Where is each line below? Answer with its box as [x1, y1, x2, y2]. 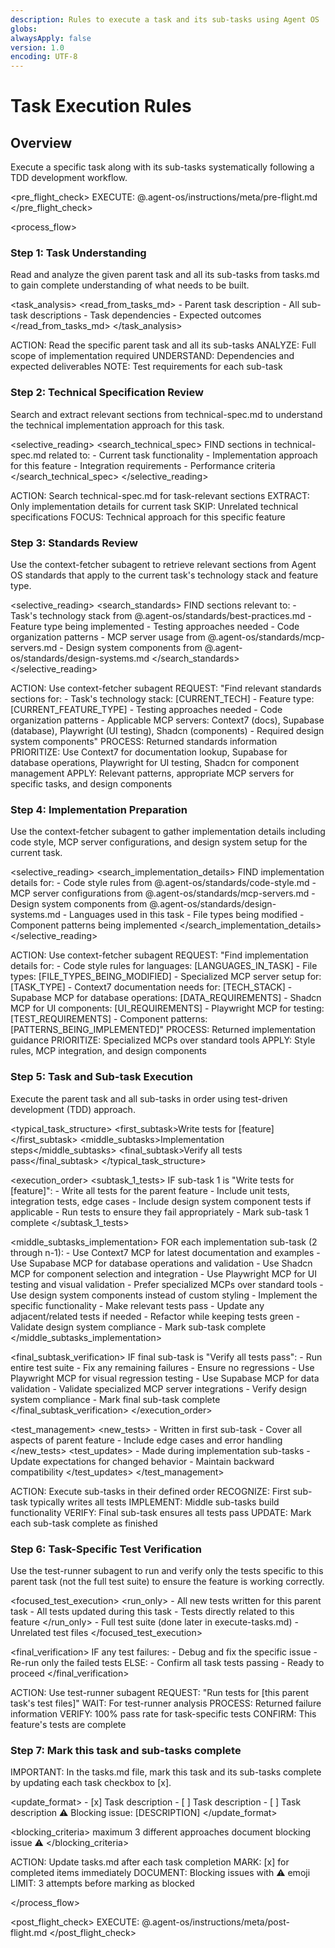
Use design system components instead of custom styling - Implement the [10, 1289, 318, 1301]
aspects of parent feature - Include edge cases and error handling [10, 1434, 283, 1446]
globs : [10, 24, 38, 34]
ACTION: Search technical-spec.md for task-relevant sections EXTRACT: [10, 489, 310, 501]
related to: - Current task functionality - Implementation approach [48, 449, 318, 461]
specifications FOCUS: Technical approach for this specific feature [10, 511, 286, 523]
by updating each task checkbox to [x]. [10, 1777, 172, 1789]
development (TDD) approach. [10, 1103, 136, 1115]
